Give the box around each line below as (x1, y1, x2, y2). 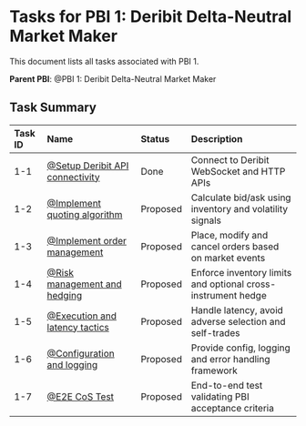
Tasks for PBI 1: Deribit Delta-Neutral (9, 6, 292, 27)
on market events (190, 251, 266, 264)
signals (190, 214, 221, 227)
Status (140, 132, 170, 145)
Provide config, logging (190, 341, 291, 354)
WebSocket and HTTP (190, 165, 286, 177)
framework (190, 364, 239, 377)
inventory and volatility (190, 202, 289, 215)
